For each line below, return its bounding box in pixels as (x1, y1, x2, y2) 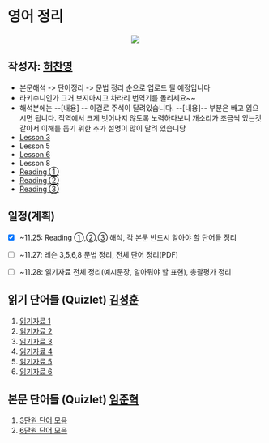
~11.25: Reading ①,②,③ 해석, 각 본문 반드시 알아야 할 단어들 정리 (19, 232, 237, 242)
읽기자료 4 (19, 346, 53, 356)
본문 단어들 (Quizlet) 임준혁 (7, 392, 139, 406)
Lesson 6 (19, 149, 50, 159)
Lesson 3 (19, 132, 50, 142)
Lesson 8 (19, 158, 50, 168)
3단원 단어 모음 (19, 415, 68, 425)
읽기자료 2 (19, 326, 53, 336)
